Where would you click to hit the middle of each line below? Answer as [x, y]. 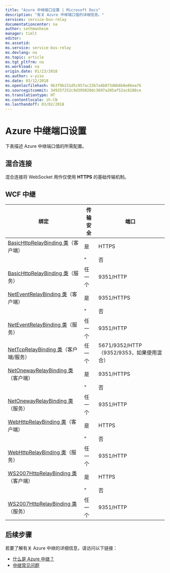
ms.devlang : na [21, 52]
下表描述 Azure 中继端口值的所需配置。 [46, 146]
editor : [13, 39]
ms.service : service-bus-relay [38, 48]
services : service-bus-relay [36, 19]
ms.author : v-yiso [25, 76]
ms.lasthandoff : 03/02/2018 [35, 105]
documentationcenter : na [31, 24]
